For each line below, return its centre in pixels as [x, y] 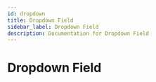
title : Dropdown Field [40, 20]
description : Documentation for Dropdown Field [78, 33]
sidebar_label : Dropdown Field [53, 27]
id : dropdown [26, 14]
